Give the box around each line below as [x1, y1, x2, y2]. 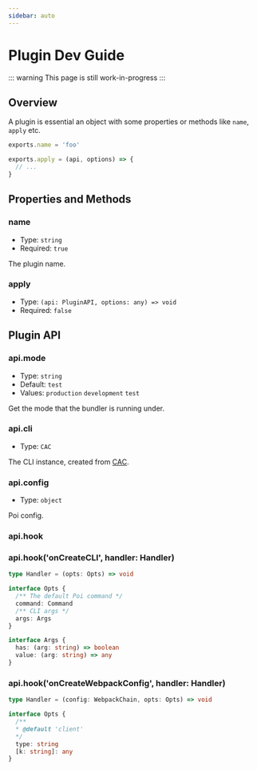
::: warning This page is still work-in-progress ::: [8, 73, 166, 82]
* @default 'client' [15, 725, 84, 733]
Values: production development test [19, 387, 140, 397]
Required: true [19, 243, 69, 253]
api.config [8, 477, 49, 488]
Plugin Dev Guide [8, 46, 125, 64]
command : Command [15, 600, 73, 608]
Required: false [19, 305, 72, 315]
